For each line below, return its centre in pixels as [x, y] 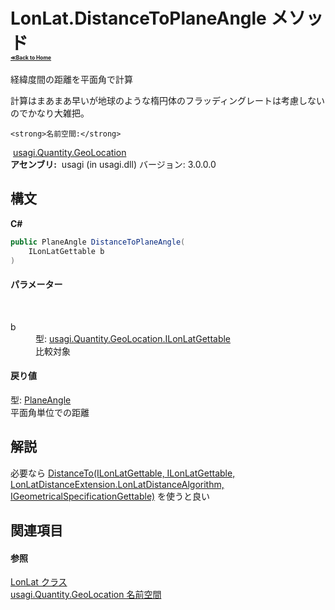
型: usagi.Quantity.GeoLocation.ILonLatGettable [133, 338]
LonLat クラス [39, 582]
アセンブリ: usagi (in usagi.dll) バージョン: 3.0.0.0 [113, 164]
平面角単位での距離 [50, 412]
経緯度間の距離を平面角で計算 [71, 79]
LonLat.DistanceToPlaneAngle [138, 18]
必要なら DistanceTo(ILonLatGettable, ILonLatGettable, [123, 473]
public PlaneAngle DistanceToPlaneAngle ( [98, 242]
